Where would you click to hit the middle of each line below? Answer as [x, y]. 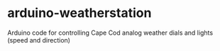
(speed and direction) [39, 40]
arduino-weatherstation [79, 13]
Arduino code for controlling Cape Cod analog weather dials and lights [110, 33]
